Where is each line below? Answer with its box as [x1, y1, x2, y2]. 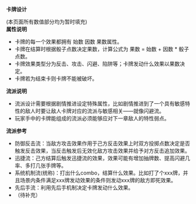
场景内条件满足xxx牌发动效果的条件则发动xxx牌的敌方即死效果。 [19, 177, 177, 183]
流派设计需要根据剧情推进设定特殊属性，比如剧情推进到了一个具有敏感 [14, 100, 185, 107]
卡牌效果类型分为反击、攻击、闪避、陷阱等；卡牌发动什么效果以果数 [14, 60, 180, 67]
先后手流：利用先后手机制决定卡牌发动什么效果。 [14, 184, 134, 191]
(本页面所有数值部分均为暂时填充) [6, 18, 88, 25]
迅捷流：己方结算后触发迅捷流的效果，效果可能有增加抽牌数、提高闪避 [14, 154, 185, 162]
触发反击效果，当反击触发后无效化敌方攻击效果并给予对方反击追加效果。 [14, 147, 190, 154]
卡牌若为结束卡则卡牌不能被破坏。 [14, 75, 98, 82]
